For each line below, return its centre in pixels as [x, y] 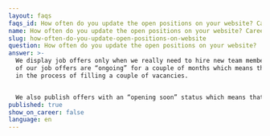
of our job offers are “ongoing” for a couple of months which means [134, 68]
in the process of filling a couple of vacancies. [102, 76]
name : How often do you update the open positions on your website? [125, 31]
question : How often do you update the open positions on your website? [133, 46]
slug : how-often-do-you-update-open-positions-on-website [107, 38]
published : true [35, 105]
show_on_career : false [46, 112]
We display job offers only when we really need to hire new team [129, 61]
